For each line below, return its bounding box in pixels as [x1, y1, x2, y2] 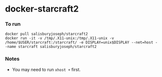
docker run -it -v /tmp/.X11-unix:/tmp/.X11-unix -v [5, 36, 114, 41]
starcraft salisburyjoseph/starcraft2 [18, 45, 97, 49]
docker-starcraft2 [5, 3, 79, 15]
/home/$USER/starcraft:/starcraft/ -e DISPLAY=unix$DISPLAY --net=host [5, 40, 153, 45]
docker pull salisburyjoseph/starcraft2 [5, 31, 89, 37]
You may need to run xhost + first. [12, 66, 81, 72]
